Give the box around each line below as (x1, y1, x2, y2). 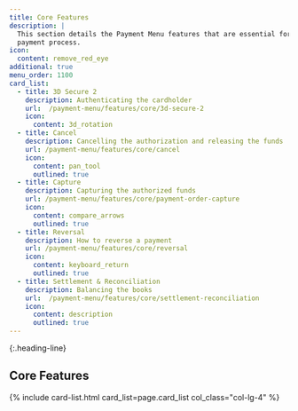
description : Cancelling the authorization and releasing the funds (25, 137, 284, 146)
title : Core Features (9, 12, 90, 22)
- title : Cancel (17, 129, 77, 138)
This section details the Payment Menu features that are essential (17, 29, 276, 38)
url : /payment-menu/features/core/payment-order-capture (25, 194, 240, 204)
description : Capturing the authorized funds (25, 186, 197, 195)
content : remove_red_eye (17, 54, 109, 63)
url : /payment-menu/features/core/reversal (25, 244, 189, 253)
